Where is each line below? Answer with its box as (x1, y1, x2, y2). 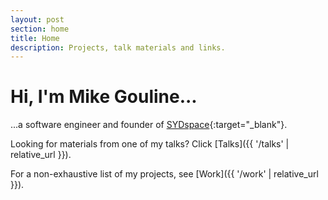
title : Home (10, 33, 60, 43)
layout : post (10, 14, 65, 25)
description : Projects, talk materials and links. (10, 42, 226, 53)
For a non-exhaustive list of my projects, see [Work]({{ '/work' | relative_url (10, 168, 319, 180)
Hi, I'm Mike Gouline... (10, 86, 198, 108)
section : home (10, 24, 70, 34)
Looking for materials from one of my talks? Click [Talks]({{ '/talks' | (10, 138, 290, 150)
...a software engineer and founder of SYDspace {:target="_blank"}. (10, 119, 288, 131)
